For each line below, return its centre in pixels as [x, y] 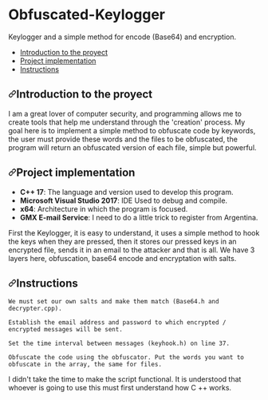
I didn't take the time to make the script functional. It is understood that [125, 379]
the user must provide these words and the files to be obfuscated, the [123, 139]
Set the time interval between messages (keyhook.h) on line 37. [119, 344]
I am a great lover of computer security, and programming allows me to [125, 113]
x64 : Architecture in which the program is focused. [104, 208]
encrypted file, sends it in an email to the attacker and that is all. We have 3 [132, 250]
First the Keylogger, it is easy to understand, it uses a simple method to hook [134, 232]
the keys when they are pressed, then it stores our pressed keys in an [122, 241]
